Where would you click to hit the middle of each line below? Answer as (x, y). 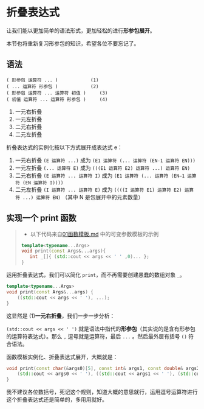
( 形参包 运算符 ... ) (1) (53, 80)
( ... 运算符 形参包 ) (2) (53, 86)
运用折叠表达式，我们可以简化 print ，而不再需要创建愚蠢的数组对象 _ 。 (96, 275)
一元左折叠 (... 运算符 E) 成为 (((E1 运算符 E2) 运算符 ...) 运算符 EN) (102, 167)
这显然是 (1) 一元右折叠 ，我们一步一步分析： (61, 316)
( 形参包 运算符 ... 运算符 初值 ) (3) (57, 93)
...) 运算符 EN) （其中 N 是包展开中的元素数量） (83, 197)
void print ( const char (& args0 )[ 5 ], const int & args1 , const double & (95, 368)
